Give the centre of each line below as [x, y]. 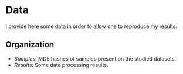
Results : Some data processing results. [61, 65]
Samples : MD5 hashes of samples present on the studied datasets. [95, 58]
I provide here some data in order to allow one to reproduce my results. [91, 26]
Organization [30, 45]
